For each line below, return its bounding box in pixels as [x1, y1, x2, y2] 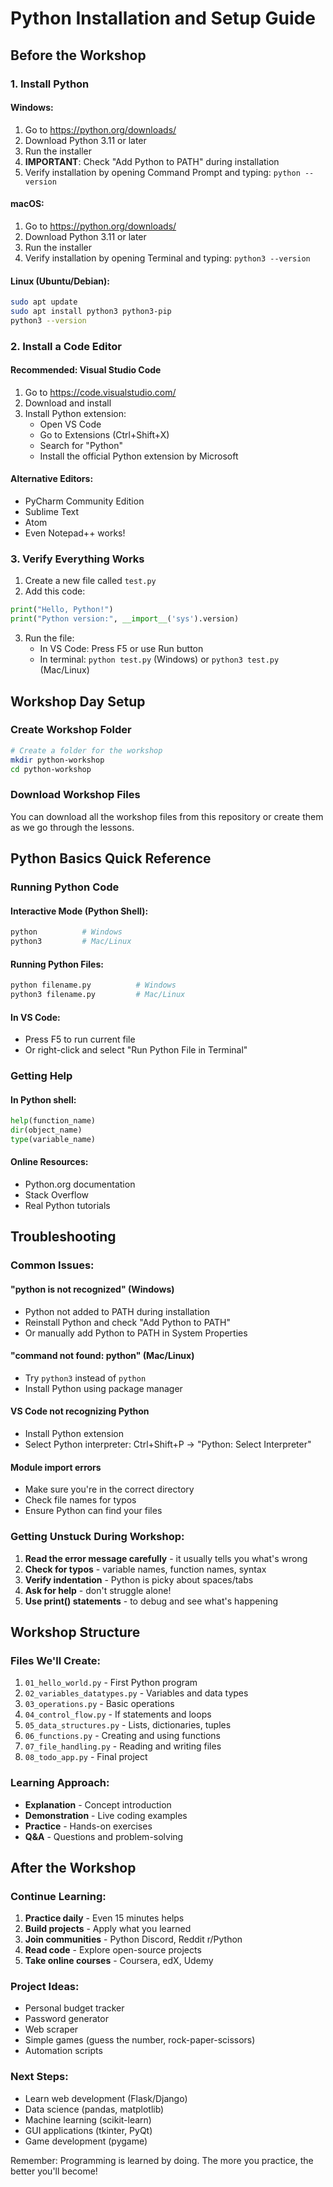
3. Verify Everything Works [10, 552, 145, 566]
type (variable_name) [10, 1135, 97, 1145]
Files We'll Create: [10, 1653, 101, 1667]
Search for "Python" [39, 439, 123, 451]
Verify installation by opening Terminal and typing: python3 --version [24, 252, 311, 264]
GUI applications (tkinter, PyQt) [24, 2124, 153, 2136]
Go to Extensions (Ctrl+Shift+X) [39, 428, 170, 441]
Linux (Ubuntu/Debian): [10, 275, 111, 287]
